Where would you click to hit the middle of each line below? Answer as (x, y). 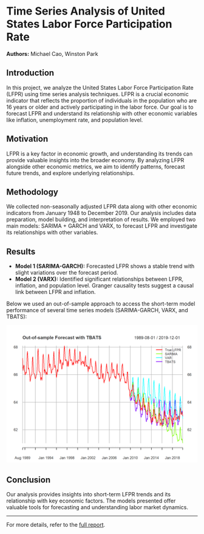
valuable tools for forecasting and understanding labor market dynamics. (97, 507)
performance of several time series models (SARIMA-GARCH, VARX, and (97, 310)
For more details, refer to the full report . (56, 525)
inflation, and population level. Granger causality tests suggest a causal (104, 286)
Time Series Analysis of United (86, 11)
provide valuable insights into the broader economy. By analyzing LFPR (95, 160)
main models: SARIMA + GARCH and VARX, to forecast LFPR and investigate (102, 226)
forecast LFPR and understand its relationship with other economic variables (102, 113)
